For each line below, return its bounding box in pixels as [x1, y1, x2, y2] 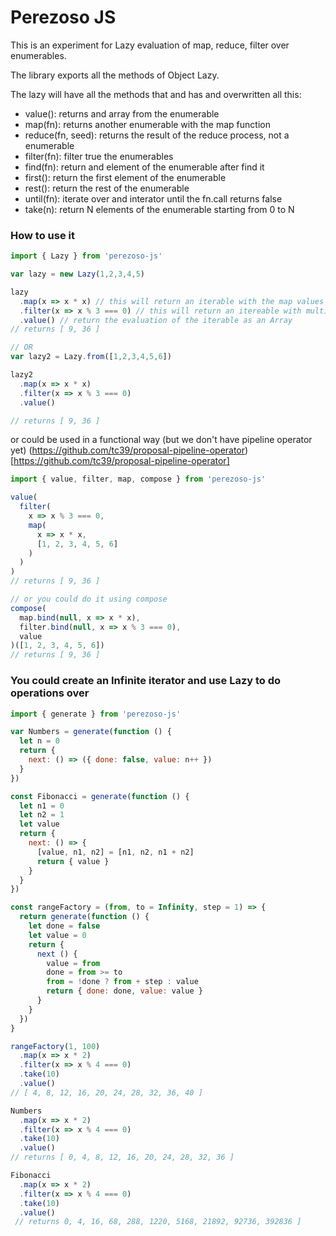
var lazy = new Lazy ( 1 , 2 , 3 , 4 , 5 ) [10, 269, 145, 280]
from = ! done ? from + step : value [46, 977, 199, 987]
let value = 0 [28, 930, 87, 940]
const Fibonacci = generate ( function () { [10, 791, 190, 801]
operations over [10, 686, 90, 700]
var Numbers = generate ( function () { [10, 727, 172, 737]
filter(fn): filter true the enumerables [24, 150, 174, 162]
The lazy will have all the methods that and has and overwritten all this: [10, 88, 302, 100]
